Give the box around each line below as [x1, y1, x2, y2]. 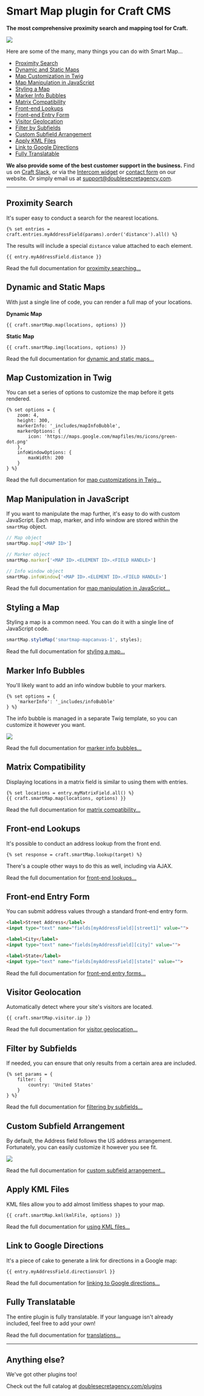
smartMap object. [6, 523, 47, 530]
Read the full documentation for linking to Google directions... [6, 1279, 160, 1286]
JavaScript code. [6, 625, 49, 633]
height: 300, [17, 418, 50, 424]
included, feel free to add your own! [6, 1319, 96, 1327]
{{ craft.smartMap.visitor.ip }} [6, 1015, 91, 1021]
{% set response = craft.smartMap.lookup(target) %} [6, 851, 143, 858]
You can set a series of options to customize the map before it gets [6, 388, 174, 396]
